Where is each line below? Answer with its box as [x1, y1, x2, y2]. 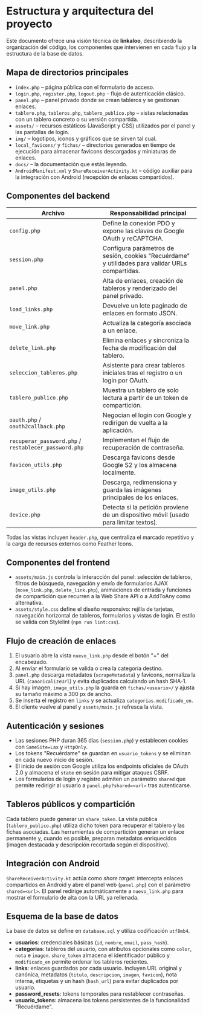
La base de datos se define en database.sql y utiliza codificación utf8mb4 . [6, 927, 190, 935]
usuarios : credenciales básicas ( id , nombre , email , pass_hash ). [14, 939, 169, 946]
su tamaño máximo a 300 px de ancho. [14, 691, 112, 698]
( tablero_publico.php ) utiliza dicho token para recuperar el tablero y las [6, 822, 185, 829]
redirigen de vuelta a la [102, 418, 168, 427]
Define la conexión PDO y [102, 219, 175, 227]
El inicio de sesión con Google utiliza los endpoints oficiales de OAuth [14, 762, 188, 770]
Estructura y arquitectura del [6, 4, 154, 18]
